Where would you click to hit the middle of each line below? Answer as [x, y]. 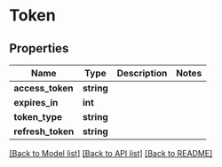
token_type [38, 117]
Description [142, 73]
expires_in [36, 103]
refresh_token [44, 131]
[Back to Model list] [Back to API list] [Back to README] [111, 153]
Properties [39, 48]
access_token [44, 88]
